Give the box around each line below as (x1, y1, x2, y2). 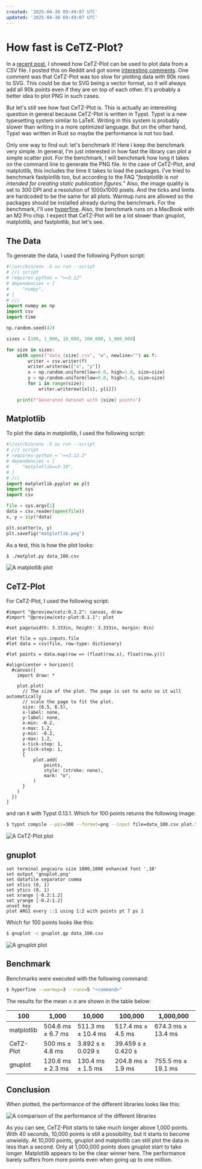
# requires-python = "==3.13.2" (6, 453, 87, 459)
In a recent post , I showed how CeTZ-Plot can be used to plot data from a (6, 60, 188, 68)
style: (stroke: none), (44, 768, 103, 774)
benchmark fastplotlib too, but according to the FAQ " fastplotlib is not (6, 173, 179, 181)
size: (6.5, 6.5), (22, 704, 69, 710)
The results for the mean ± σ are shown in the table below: (6, 997, 151, 1005)
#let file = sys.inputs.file (6, 635, 79, 642)
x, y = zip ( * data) (6, 514, 52, 520)
